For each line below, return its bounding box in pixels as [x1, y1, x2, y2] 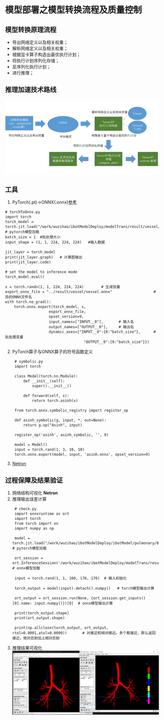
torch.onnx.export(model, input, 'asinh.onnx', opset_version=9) [14, 452, 150, 457]
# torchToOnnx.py [5, 210, 41, 215]
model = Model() [14, 442, 48, 448]
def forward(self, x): [23, 393, 69, 399]
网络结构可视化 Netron [12, 490, 58, 496]
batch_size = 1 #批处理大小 [5, 235, 61, 240]
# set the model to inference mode [5, 270, 78, 274]
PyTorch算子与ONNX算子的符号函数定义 [12, 349, 93, 355]
